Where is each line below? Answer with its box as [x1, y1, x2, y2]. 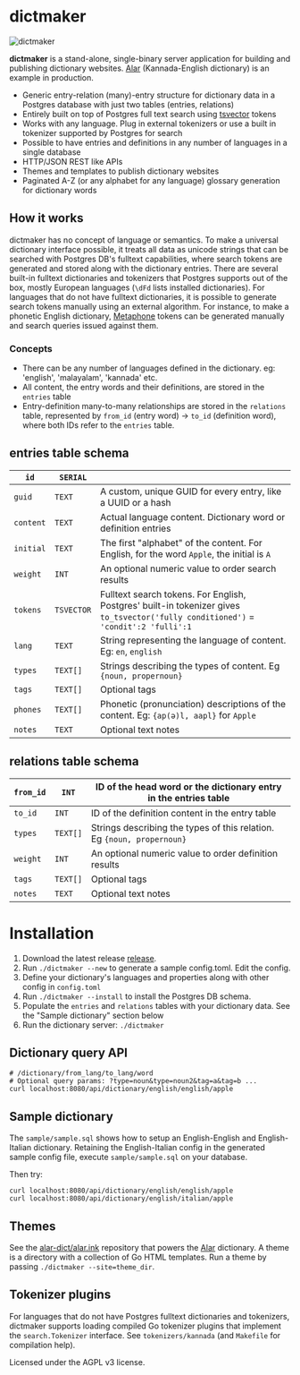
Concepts [9, 342, 54, 354]
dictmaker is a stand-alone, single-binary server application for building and [9, 53, 291, 64]
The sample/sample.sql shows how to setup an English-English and [9, 1132, 256, 1143]
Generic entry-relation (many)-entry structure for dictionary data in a [21, 90, 275, 100]
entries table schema [9, 446, 129, 461]
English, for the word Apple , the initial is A [99, 548, 271, 560]
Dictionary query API [9, 1046, 128, 1060]
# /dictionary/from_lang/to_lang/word [9, 1069, 154, 1078]
